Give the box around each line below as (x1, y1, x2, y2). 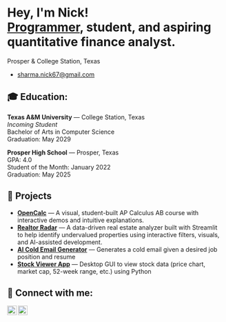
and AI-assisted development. (17, 238, 103, 246)
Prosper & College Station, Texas (7, 57, 101, 65)
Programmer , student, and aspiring (7, 19, 212, 35)
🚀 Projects (7, 190, 52, 202)
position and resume (17, 252, 76, 261)
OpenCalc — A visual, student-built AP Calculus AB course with (17, 208, 199, 217)
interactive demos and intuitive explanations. (17, 216, 145, 224)
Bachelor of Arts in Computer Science (7, 128, 115, 136)
